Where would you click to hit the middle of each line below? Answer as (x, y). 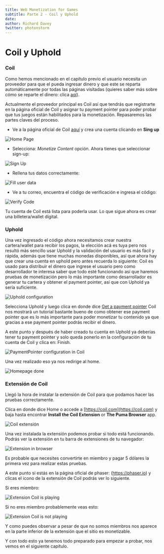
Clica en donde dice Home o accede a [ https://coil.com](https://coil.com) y (81, 409)
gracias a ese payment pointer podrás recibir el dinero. (61, 322)
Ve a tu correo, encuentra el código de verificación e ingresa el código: (84, 192)
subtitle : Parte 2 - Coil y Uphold (42, 14)
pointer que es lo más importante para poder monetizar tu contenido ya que (82, 317)
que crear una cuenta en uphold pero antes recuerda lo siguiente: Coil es (79, 261)
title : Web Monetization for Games (42, 10)
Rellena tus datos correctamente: (46, 173)
